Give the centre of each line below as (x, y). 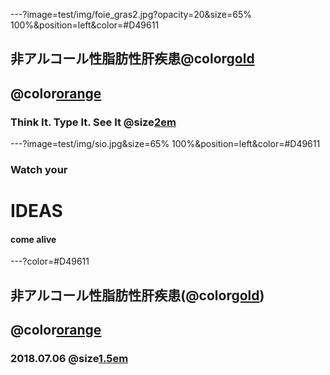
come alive (33, 239)
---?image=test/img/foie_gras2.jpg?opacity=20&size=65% (131, 14)
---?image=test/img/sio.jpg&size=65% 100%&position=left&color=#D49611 (165, 144)
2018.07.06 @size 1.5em (69, 359)
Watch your (39, 169)
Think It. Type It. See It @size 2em (93, 122)
